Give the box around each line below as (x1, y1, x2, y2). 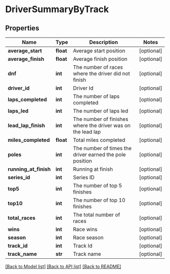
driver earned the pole (73, 151, 126, 158)
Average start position (73, 47, 125, 54)
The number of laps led (73, 107, 129, 114)
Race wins (73, 226, 98, 232)
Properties (5, 24, 39, 32)
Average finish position (73, 56, 127, 62)
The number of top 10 (73, 197, 125, 204)
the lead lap (73, 128, 101, 135)
